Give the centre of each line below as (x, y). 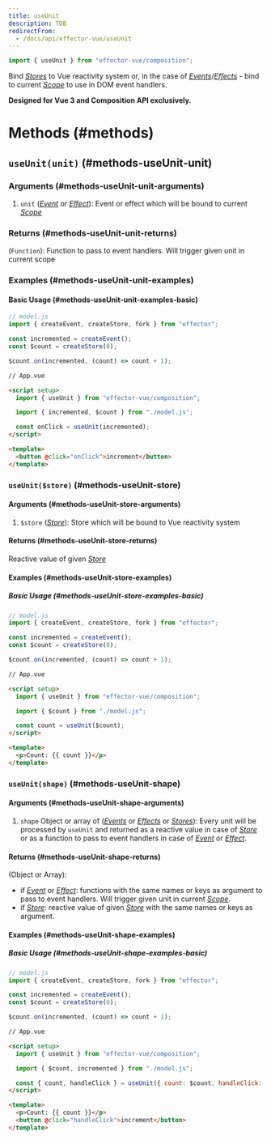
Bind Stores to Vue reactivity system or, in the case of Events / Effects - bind (134, 76)
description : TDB (38, 23)
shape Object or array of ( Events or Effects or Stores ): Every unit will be (138, 821)
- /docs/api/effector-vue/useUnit (74, 38)
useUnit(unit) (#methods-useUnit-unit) (110, 163)
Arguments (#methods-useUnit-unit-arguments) (106, 185)
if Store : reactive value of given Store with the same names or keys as (136, 908)
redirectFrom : (32, 31)
